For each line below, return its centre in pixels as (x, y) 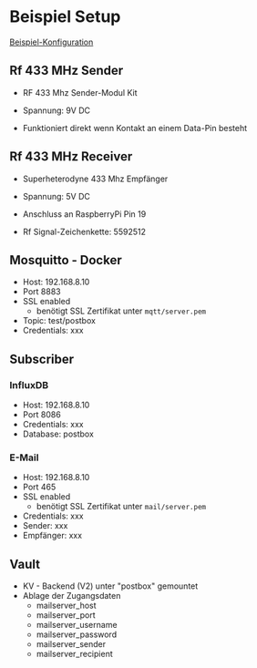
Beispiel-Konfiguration (51, 42)
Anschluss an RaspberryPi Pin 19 (84, 214)
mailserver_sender (71, 644)
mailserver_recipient (74, 654)
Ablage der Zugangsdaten (72, 596)
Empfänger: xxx (52, 536)
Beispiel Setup (65, 17)
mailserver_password (76, 634)
